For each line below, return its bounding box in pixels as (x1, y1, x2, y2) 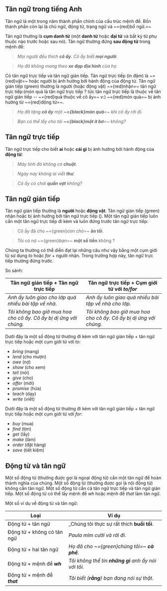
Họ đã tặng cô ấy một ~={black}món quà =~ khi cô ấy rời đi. (17, 109, 143, 115)
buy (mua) (12, 421, 34, 427)
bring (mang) (12, 349, 40, 355)
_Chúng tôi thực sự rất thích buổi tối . (69, 521, 154, 528)
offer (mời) (12, 380, 35, 386)
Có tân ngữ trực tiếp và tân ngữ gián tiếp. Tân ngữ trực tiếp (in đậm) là (5, 73, 149, 79)
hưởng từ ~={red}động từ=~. (5, 99, 64, 105)
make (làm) (12, 437, 36, 443)
